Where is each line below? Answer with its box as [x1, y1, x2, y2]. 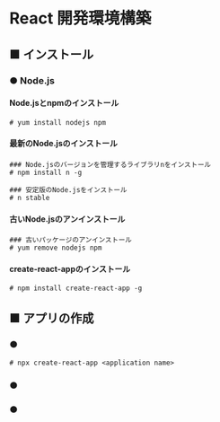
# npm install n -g [9, 168, 83, 177]
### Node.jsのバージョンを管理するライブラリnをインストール [9, 160, 211, 169]
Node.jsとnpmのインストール [9, 98, 119, 109]
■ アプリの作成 [9, 311, 94, 326]
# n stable [9, 193, 50, 202]
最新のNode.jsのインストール [9, 138, 119, 149]
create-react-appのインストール [9, 263, 131, 274]
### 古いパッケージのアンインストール [9, 235, 132, 245]
